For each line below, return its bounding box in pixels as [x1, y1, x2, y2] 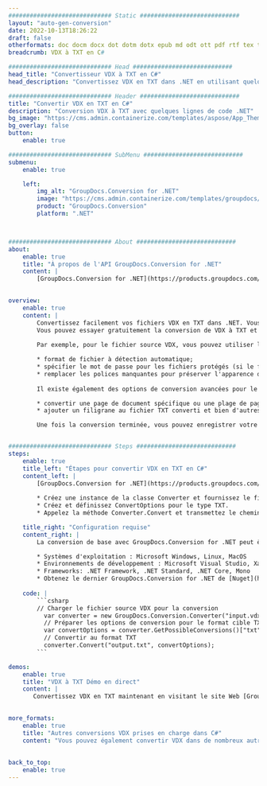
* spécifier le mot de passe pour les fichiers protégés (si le [37, 363, 254, 371]
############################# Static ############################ [8, 11, 240, 20]
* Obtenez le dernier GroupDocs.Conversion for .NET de [37, 574, 226, 583]
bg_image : [8, 115, 41, 123]
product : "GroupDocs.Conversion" [37, 202, 148, 211]
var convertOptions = [43, 626, 115, 635]
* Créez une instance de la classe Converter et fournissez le [37, 494, 250, 502]
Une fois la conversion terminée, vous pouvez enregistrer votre [37, 421, 258, 430]
